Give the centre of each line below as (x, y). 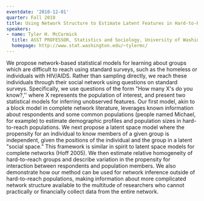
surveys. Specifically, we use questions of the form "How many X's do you (100, 88)
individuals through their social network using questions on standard (92, 82)
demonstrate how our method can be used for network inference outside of (101, 172)
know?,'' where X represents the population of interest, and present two (96, 95)
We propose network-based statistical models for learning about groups (97, 63)
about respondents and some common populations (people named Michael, (101, 114)
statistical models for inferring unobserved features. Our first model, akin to (101, 101)
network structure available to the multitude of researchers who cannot (95, 185)
